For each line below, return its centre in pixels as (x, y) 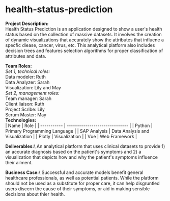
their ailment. (19, 162)
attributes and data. (26, 56)
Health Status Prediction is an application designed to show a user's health (84, 29)
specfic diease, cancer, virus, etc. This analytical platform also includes (80, 45)
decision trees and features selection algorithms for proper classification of (84, 51)
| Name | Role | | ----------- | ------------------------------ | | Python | (79, 125)
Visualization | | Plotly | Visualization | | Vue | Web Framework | (71, 136)
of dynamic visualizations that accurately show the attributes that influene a (85, 40)
